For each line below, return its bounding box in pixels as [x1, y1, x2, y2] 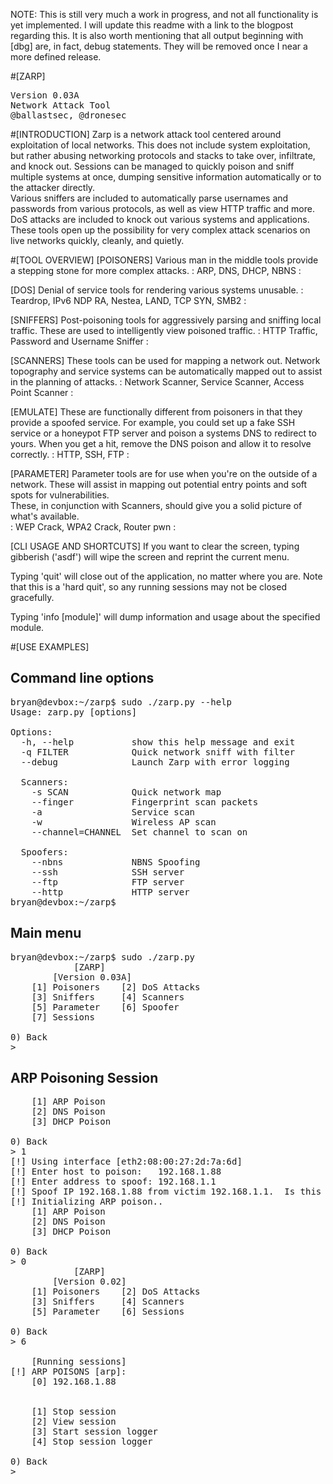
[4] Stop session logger [31, 1436, 153, 1448]
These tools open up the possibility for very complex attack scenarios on [10, 224, 311, 236]
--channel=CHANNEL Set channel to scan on [31, 826, 248, 838]
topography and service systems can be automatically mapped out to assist [10, 365, 323, 377]
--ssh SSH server [31, 866, 185, 878]
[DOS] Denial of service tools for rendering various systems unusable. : [10, 284, 304, 296]
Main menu [10, 925, 82, 942]
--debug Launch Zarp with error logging [20, 756, 290, 768]
